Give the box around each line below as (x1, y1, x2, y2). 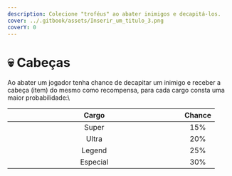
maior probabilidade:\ (7, 93, 70, 102)
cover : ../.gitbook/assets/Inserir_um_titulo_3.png (7, 17, 164, 24)
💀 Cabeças (7, 54, 71, 71)
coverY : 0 (7, 24, 37, 31)
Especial (80, 157, 109, 167)
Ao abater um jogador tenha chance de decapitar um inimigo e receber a (7, 78, 221, 87)
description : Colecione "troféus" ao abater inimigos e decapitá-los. (7, 10, 221, 18)
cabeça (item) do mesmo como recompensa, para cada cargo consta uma (7, 86, 226, 95)
